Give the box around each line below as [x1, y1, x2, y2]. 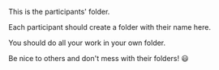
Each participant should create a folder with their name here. [8, 23, 211, 31]
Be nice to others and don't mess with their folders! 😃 [8, 54, 189, 63]
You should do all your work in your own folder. [8, 38, 166, 47]
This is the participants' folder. [8, 7, 110, 16]
